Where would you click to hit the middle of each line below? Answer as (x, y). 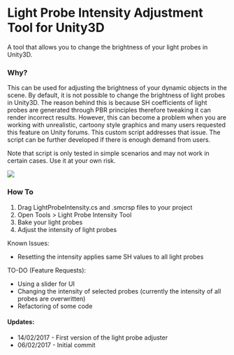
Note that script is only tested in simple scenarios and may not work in (108, 153)
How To (20, 192)
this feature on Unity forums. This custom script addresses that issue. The (114, 132)
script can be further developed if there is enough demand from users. (109, 140)
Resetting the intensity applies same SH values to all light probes (110, 256)
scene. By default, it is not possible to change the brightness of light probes (116, 95)
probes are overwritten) (51, 298)
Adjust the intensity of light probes (67, 229)
